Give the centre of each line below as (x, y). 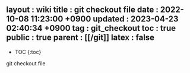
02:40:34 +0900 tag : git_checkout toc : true (91, 28)
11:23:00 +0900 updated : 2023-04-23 (104, 19)
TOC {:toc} (28, 52)
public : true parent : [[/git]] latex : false (80, 38)
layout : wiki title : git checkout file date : (83, 10)
